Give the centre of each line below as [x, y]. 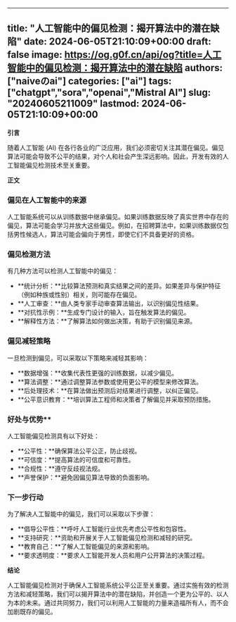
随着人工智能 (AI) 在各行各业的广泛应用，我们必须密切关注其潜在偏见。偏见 [116, 147]
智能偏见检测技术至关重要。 [53, 165]
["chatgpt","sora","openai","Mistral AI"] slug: [109, 93]
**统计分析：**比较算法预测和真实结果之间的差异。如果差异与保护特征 [119, 286]
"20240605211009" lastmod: [73, 104]
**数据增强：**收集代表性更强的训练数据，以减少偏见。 [97, 373]
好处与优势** [29, 419]
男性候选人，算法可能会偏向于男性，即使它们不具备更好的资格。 [105, 235]
